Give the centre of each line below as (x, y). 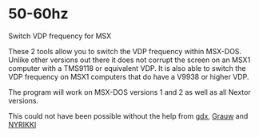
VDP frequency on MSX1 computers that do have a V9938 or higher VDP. (129, 76)
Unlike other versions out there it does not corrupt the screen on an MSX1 (129, 60)
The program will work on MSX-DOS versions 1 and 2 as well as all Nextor (129, 92)
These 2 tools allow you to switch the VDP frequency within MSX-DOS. (125, 51)
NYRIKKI (22, 124)
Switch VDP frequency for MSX (60, 36)
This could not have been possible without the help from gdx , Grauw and (128, 115)
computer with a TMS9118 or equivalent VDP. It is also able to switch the (127, 68)
